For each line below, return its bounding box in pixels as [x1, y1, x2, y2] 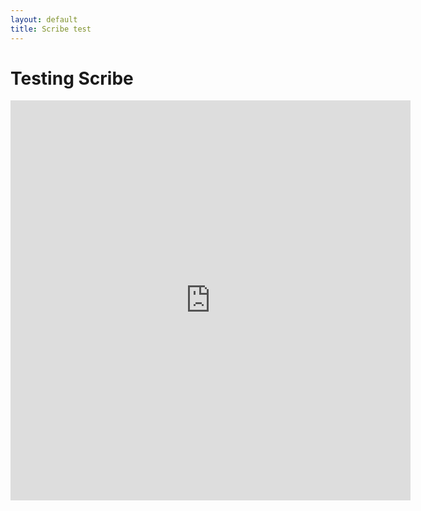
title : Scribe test [10, 24, 92, 34]
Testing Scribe [10, 67, 134, 90]
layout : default [10, 14, 78, 25]
